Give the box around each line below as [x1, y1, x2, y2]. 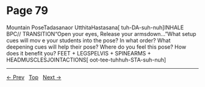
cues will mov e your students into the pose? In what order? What [6, 37, 171, 44]
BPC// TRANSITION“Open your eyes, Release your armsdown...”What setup [6, 30, 196, 37]
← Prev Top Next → [6, 74, 62, 81]
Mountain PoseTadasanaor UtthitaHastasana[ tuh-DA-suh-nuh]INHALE [6, 24, 184, 31]
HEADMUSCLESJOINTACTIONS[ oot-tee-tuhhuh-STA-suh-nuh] [6, 56, 167, 63]
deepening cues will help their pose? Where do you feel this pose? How [6, 43, 187, 50]
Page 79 [6, 4, 49, 18]
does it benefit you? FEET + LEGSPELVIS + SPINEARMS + [6, 49, 151, 57]
